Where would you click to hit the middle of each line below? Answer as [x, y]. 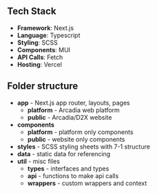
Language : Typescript [49, 35]
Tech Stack [32, 11]
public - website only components [76, 139]
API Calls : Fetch [40, 57]
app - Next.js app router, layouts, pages [73, 103]
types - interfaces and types [68, 169]
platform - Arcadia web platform [74, 110]
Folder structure [43, 86]
